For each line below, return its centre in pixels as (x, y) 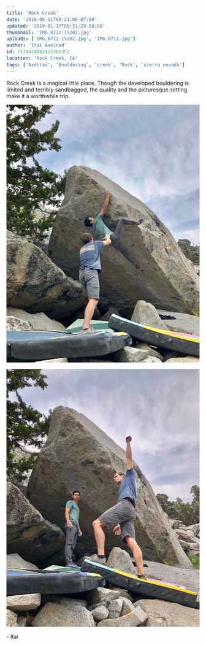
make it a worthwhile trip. (38, 96)
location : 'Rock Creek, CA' (42, 58)
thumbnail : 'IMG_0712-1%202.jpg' (49, 33)
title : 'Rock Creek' (33, 13)
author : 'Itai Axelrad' (37, 45)
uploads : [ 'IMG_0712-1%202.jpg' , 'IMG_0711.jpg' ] (71, 39)
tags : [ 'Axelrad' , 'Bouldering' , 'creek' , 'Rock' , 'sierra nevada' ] (96, 64)
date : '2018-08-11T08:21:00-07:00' (52, 19)
